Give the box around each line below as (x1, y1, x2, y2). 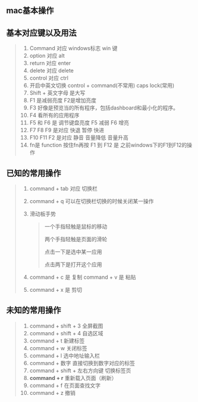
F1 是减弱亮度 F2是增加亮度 (29, 97, 97, 104)
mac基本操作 (6, 5, 54, 16)
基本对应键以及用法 (6, 27, 77, 38)
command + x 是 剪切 (29, 286, 82, 294)
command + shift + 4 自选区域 (29, 329, 103, 336)
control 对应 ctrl (29, 74, 68, 82)
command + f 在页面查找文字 (29, 382, 101, 389)
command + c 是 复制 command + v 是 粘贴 (29, 273, 136, 281)
